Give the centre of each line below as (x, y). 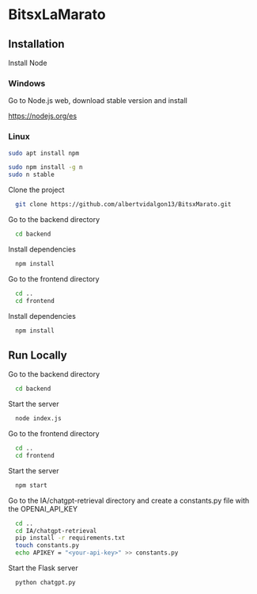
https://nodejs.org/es (43, 116)
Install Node (28, 63)
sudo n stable (32, 175)
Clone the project (36, 190)
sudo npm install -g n (45, 167)
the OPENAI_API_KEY (43, 508)
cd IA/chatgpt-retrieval (56, 531)
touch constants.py (47, 546)
